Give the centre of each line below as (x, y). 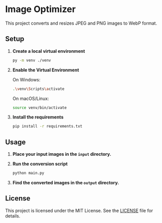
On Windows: (26, 79)
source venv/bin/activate (39, 107)
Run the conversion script (40, 164)
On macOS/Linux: (31, 98)
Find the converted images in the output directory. (66, 182)
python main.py (28, 173)
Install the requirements (38, 117)
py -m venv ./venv (32, 60)
